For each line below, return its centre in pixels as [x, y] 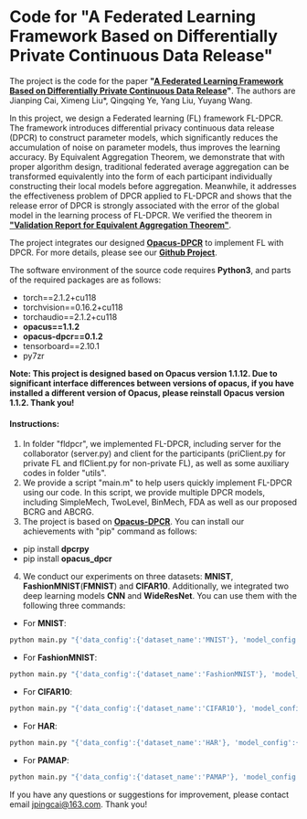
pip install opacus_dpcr [67, 558]
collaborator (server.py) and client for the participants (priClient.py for [154, 453]
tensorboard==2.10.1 [61, 346]
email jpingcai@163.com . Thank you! [79, 804]
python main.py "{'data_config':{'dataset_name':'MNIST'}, [124, 640]
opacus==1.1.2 [51, 326]
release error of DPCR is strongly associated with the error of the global [144, 205]
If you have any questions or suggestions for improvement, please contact [149, 794]
